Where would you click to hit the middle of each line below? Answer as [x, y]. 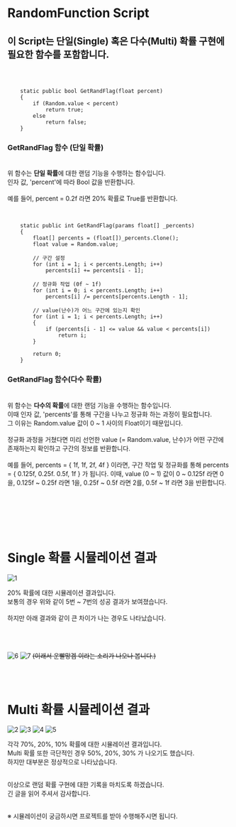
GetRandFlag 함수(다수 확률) [55, 379]
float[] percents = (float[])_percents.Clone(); [106, 238]
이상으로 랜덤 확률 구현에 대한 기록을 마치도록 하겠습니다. [86, 785]
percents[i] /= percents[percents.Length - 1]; [117, 297]
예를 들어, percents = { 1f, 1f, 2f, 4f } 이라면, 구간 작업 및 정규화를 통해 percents [118, 465]
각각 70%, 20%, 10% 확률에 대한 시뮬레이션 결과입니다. [85, 745]
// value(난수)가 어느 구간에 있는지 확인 [86, 310]
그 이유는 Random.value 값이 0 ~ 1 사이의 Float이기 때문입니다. [95, 423]
